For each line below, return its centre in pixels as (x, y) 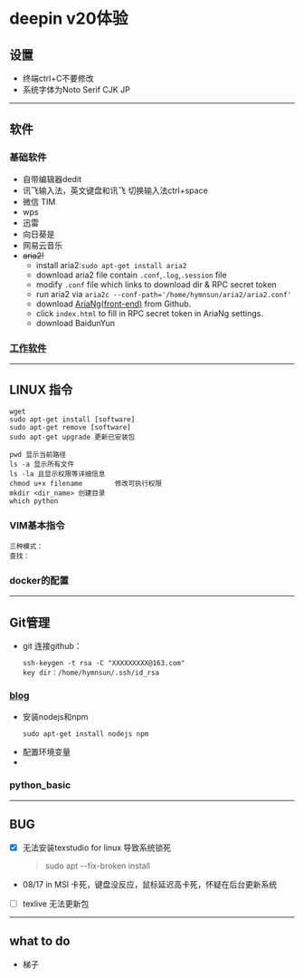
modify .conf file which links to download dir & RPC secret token (157, 284)
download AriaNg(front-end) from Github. (114, 304)
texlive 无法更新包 (56, 904)
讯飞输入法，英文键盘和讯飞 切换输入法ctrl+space (115, 190)
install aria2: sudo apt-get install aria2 (111, 265)
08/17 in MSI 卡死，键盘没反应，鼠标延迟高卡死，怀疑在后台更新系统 (150, 884)
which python (34, 501)
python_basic (40, 785)
